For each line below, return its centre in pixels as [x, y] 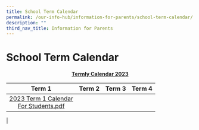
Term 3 [116, 88]
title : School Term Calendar [42, 12]
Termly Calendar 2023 [100, 74]
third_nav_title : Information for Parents [60, 28]
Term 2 [89, 88]
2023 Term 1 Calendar [41, 99]
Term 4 [142, 88]
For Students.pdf [41, 106]
